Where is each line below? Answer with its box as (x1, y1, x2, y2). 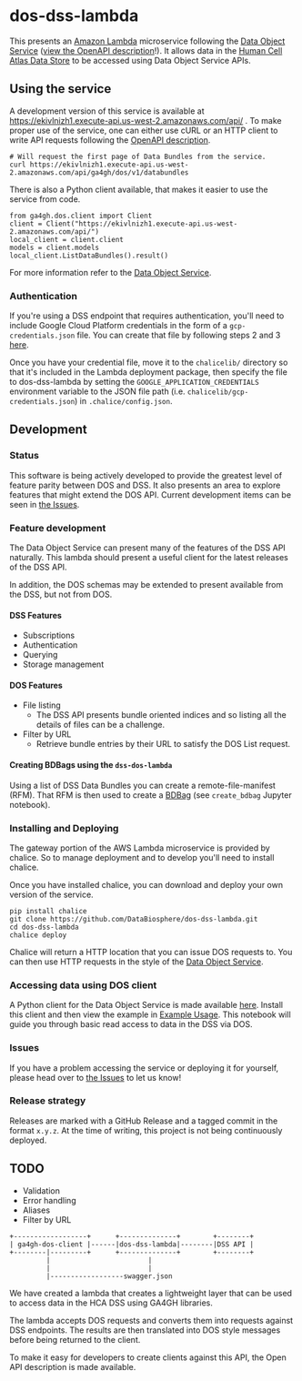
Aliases (22, 1205, 51, 1215)
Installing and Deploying (9, 822, 119, 834)
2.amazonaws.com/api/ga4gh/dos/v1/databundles (9, 167, 189, 177)
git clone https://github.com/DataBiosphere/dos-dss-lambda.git (9, 914, 258, 923)
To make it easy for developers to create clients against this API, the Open (9, 1352, 287, 1363)
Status (9, 449, 39, 462)
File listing (22, 700, 61, 711)
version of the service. (9, 889, 94, 900)
